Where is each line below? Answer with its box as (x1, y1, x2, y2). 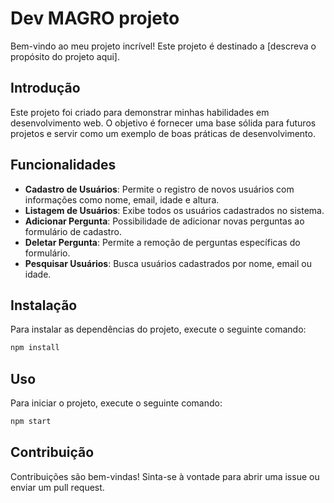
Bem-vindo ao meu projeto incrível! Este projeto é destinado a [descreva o (10, 40, 317, 52)
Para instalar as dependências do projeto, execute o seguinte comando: (10, 323, 307, 336)
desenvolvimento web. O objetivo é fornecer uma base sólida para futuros (10, 117, 317, 129)
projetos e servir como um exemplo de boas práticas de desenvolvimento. (10, 127, 316, 139)
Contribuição (10, 444, 95, 461)
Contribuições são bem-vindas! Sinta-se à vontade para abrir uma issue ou (10, 470, 320, 482)
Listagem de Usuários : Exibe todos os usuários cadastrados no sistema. (24, 204, 325, 216)
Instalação (10, 297, 78, 314)
